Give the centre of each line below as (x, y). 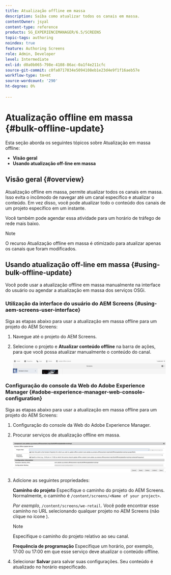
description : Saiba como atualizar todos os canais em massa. (73, 16)
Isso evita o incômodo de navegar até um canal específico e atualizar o (80, 197)
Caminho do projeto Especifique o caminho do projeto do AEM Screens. (89, 490)
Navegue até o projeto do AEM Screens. (55, 336)
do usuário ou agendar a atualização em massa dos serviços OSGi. (76, 290)
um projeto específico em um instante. (46, 208)
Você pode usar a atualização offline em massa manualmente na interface (83, 285)
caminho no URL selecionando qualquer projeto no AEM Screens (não (86, 511)
